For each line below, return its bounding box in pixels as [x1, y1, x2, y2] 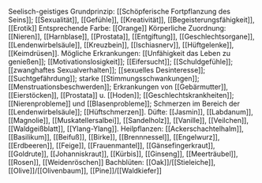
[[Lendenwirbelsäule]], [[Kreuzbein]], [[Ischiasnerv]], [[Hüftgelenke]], [8, 40, 234, 50]
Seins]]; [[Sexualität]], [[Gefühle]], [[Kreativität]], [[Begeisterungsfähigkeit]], [8, 15, 255, 24]
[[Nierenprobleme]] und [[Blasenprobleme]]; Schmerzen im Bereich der [8, 99, 241, 108]
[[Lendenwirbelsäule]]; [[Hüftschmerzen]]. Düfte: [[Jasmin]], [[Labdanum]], [8, 107, 254, 117]
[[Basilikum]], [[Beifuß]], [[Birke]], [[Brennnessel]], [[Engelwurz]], [8, 133, 220, 141]
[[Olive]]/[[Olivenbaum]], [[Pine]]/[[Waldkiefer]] [8, 166, 162, 175]
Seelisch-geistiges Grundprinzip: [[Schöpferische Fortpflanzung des [8, 7, 231, 16]
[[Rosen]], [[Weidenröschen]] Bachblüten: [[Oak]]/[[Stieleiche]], [8, 158, 215, 166]
